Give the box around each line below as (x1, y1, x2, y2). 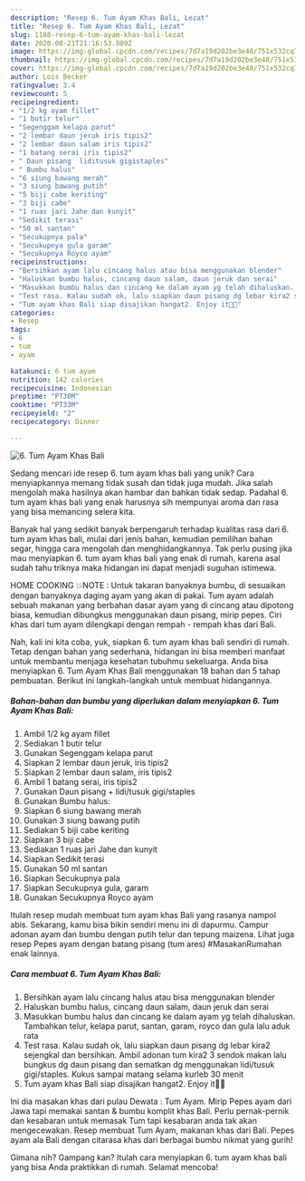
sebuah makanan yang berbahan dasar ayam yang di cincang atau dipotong (10, 599, 294, 610)
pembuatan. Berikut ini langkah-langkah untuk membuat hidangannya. (10, 674, 272, 685)
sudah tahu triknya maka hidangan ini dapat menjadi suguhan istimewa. (10, 562, 277, 573)
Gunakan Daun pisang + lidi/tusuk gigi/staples (23, 786, 195, 797)
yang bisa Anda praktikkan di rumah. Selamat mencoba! (10, 1161, 219, 1172)
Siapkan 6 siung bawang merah (23, 805, 142, 816)
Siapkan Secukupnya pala (23, 872, 120, 884)
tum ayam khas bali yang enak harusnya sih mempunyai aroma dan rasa (10, 496, 280, 508)
